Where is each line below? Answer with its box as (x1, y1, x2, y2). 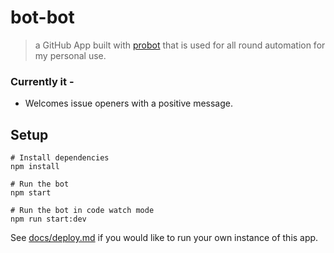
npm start (10, 188, 52, 198)
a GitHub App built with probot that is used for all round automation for (34, 39, 326, 51)
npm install (10, 162, 60, 172)
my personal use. (34, 49, 107, 61)
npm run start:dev (10, 214, 87, 225)
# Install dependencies (10, 153, 110, 163)
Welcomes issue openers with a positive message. (24, 97, 233, 110)
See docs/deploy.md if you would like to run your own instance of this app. (10, 232, 319, 244)
